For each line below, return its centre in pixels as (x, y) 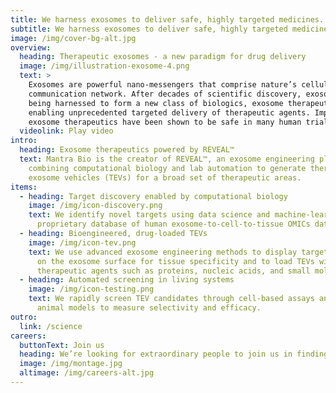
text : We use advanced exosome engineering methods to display (163, 252)
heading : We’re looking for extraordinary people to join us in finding (174, 354)
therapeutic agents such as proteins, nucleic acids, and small (173, 271)
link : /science (51, 326)
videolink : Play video (66, 131)
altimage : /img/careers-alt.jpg (87, 373)
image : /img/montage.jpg (71, 364)
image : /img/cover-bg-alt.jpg (73, 38)
